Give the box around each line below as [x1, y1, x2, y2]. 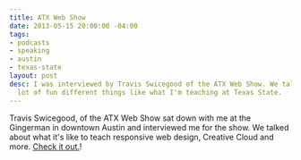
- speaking [9, 46, 50, 55]
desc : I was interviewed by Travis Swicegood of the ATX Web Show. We [9, 80, 279, 88]
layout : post [9, 72, 58, 80]
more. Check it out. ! [9, 140, 82, 152]
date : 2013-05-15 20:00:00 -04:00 [9, 21, 139, 30]
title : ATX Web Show [9, 13, 87, 22]
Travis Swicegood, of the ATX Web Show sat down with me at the [9, 113, 252, 123]
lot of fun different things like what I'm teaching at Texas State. [17, 88, 282, 97]
